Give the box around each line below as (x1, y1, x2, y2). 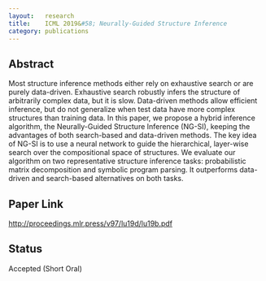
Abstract (8, 57, 55, 71)
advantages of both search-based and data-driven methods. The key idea (8, 131, 257, 140)
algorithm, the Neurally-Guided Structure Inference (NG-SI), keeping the (8, 122, 251, 132)
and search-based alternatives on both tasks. (31, 174, 185, 184)
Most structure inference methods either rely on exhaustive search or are (8, 79, 254, 89)
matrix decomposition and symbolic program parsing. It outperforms (8, 165, 238, 175)
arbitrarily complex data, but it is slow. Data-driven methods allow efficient (8, 96, 258, 106)
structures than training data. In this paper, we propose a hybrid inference (8, 113, 256, 123)
